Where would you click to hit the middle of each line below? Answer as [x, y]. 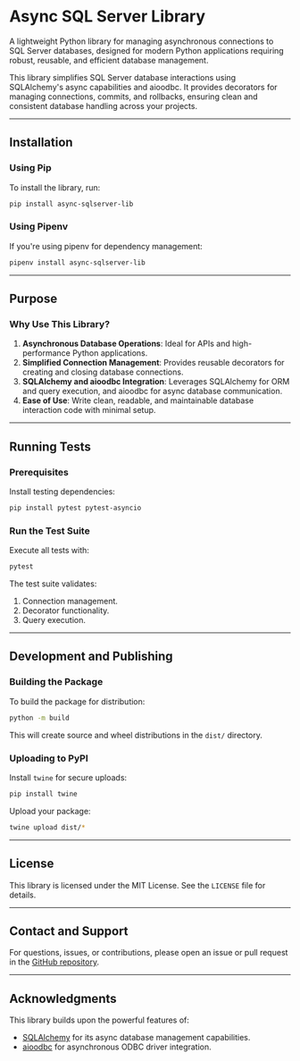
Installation [41, 143]
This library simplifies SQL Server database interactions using [123, 77]
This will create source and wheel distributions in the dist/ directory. [136, 735]
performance [46, 353]
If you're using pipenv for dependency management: [106, 246]
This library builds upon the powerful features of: [100, 1020]
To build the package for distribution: [77, 701]
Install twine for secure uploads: [68, 777]
